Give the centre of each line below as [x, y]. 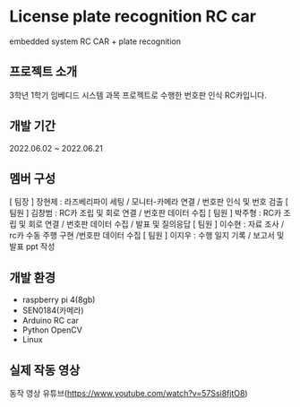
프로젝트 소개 [43, 72]
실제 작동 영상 [45, 370]
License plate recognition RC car [133, 17]
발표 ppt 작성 [32, 247]
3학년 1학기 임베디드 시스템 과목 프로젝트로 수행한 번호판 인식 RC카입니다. [138, 95]
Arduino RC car [50, 321]
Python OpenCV [52, 330]
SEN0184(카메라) [53, 310]
